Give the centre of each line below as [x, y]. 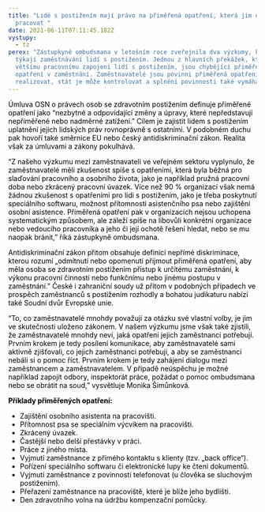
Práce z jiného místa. [54, 449]
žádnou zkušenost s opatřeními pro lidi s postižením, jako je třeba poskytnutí [132, 195]
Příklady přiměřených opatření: [60, 401]
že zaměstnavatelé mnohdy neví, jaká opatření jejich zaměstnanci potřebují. [131, 335]
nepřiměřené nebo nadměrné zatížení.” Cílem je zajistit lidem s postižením [128, 121]
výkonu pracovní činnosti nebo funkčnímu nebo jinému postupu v [114, 277]
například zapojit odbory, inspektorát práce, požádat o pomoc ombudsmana [132, 377]
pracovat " [33, 23]
